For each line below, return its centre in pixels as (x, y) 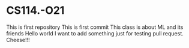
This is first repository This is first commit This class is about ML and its (95, 27)
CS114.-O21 (35, 10)
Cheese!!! (18, 40)
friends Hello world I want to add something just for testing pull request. (95, 33)
